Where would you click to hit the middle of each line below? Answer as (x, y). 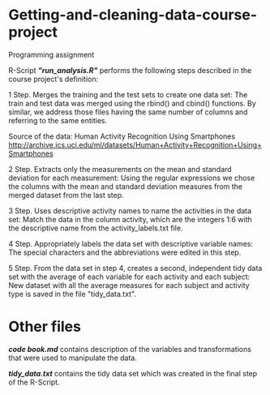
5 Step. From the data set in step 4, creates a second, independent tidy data (135, 268)
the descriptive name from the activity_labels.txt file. (96, 228)
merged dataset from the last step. (66, 195)
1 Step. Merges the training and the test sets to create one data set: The (128, 94)
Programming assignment (51, 54)
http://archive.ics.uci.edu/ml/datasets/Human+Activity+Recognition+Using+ (135, 144)
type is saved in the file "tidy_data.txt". (72, 294)
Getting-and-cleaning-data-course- (133, 15)
